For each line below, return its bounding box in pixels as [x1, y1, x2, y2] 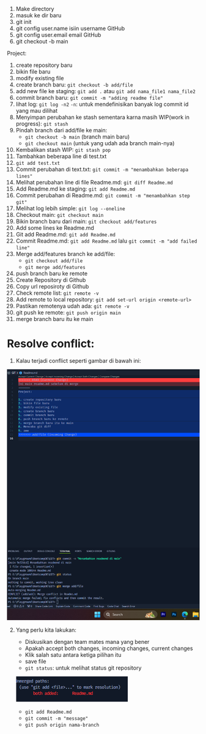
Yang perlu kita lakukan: [15, 626, 77, 634]
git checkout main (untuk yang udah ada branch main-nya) [24, 140, 175, 146]
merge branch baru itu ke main [15, 316, 94, 322]
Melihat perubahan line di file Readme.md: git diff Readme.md [15, 179, 174, 186]
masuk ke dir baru [15, 12, 62, 19]
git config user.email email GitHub [15, 31, 101, 39]
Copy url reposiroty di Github [15, 283, 89, 290]
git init [15, 18, 32, 25]
